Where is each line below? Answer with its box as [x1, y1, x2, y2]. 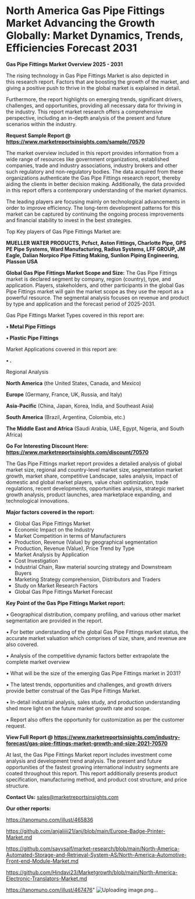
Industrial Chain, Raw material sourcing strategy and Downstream [14, 563, 172, 570]
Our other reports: [6, 805, 51, 812]
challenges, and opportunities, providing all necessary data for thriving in [6, 102, 182, 109]
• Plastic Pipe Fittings [6, 334, 59, 341]
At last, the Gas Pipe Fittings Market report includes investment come [6, 751, 172, 758]
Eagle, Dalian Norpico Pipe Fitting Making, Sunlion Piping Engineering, [6, 251, 179, 258]
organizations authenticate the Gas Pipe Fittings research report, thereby [6, 174, 181, 181]
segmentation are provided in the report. [6, 617, 103, 624]
